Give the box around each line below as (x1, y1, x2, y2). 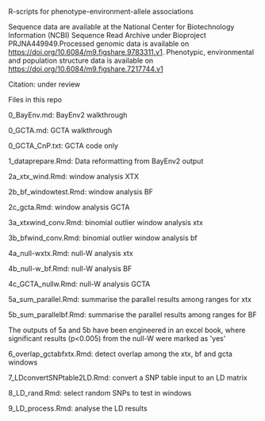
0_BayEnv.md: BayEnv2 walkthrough (8, 110, 128, 120)
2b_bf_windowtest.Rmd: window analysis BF (8, 187, 153, 197)
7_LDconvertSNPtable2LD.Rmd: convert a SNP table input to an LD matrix (8, 373, 248, 382)
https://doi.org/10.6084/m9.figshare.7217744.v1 (8, 64, 164, 74)
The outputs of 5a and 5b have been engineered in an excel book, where (8, 325, 246, 335)
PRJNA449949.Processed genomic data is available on (8, 39, 190, 48)
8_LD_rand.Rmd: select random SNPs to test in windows (8, 388, 192, 397)
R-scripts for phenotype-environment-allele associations (8, 7, 194, 16)
